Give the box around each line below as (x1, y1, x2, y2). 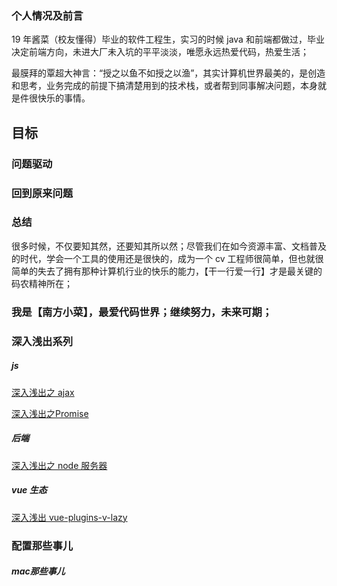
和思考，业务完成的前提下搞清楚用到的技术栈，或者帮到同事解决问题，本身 (11, 80, 318, 92)
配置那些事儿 (11, 538, 74, 552)
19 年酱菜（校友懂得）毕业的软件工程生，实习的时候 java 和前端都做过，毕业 (11, 33, 325, 46)
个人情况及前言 (11, 8, 84, 22)
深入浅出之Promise (11, 407, 89, 419)
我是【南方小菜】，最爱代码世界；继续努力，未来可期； (11, 305, 273, 319)
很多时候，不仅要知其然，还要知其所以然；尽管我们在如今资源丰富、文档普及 (11, 240, 327, 252)
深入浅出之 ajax (11, 386, 75, 398)
